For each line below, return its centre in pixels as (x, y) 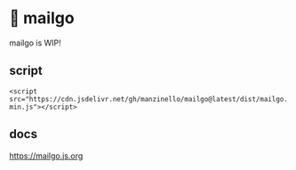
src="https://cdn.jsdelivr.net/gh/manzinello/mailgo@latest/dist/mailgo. (149, 99)
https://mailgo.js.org (46, 156)
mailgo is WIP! (36, 43)
